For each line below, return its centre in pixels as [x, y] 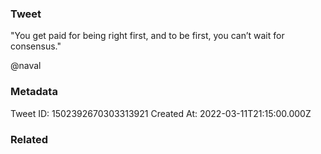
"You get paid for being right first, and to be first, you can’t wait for [147, 36]
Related [29, 139]
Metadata [34, 92]
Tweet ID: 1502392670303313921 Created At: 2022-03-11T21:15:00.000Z [161, 113]
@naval [26, 66]
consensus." [36, 46]
